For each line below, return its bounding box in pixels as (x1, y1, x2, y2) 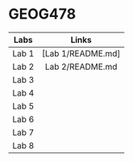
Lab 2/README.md (44, 61, 118, 72)
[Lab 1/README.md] (41, 48, 121, 59)
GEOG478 (8, 5, 77, 23)
